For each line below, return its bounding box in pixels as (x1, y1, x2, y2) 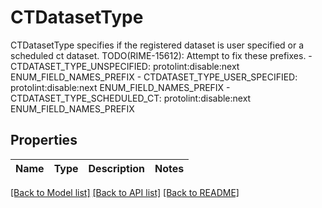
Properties (10, 132, 78, 149)
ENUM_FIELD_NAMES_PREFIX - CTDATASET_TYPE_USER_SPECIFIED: (10, 71, 298, 83)
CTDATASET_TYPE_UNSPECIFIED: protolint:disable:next (10, 60, 240, 72)
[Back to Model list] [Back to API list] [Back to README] (10, 186, 240, 198)
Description (88, 161, 145, 175)
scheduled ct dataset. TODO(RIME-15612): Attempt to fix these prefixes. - (10, 49, 313, 61)
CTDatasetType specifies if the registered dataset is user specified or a (10, 39, 305, 51)
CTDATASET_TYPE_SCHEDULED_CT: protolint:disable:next (10, 92, 252, 104)
